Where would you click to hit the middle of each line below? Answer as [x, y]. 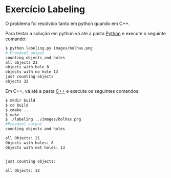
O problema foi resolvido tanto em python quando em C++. [68, 23]
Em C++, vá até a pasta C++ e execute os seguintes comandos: [72, 91]
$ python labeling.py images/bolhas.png [49, 48]
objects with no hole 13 [32, 72]
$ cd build [17, 105]
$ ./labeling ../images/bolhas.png [43, 119]
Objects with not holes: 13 [35, 147]
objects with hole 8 [27, 67]
